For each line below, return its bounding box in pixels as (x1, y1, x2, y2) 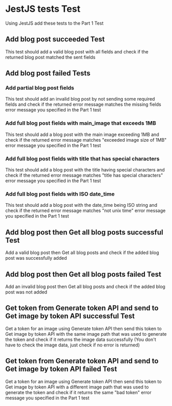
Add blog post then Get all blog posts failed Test (5, 270, 161, 279)
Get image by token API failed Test (5, 365, 117, 374)
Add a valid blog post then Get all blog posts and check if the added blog (5, 249, 159, 256)
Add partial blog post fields (5, 84, 74, 91)
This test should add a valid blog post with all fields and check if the (5, 48, 148, 54)
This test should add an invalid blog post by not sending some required (5, 96, 155, 102)
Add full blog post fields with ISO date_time (5, 190, 115, 198)
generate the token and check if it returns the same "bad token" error (5, 389, 152, 395)
